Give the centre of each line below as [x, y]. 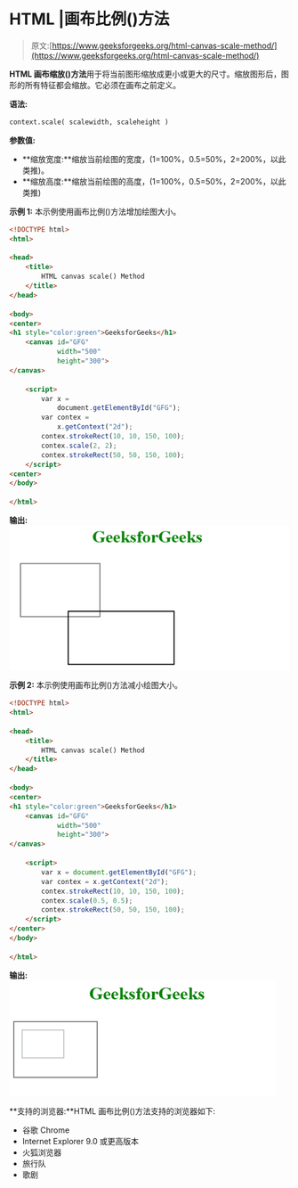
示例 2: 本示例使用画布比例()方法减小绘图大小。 [96, 685]
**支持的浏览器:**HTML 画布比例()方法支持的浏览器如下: [113, 1110]
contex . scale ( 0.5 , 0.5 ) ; [87, 901]
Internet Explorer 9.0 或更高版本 [81, 1141]
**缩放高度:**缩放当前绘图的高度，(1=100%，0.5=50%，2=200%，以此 [154, 181]
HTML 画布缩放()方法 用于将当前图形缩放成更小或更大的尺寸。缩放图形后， [145, 74]
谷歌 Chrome [46, 1130]
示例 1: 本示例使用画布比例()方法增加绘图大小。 [95, 211]
